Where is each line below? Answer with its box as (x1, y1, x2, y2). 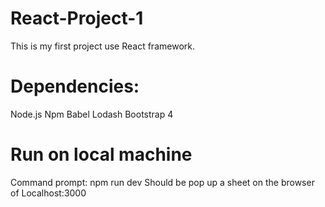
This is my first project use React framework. (10, 40, 195, 52)
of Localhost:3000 (10, 187, 87, 199)
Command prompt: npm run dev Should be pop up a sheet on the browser (10, 176, 315, 188)
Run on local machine (10, 143, 193, 166)
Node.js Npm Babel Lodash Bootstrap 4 (10, 108, 174, 120)
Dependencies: (10, 75, 140, 98)
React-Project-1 (10, 7, 144, 30)
